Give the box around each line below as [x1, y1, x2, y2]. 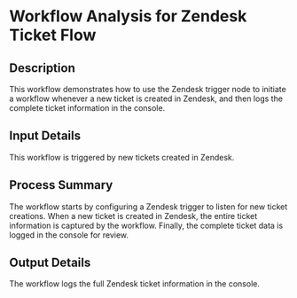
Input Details [9, 129, 82, 144]
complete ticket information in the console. [9, 103, 166, 113]
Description [9, 60, 75, 75]
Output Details [9, 255, 91, 271]
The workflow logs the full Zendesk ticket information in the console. [9, 278, 260, 289]
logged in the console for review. [9, 229, 129, 240]
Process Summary [9, 177, 113, 192]
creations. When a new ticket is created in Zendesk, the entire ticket [9, 210, 258, 221]
